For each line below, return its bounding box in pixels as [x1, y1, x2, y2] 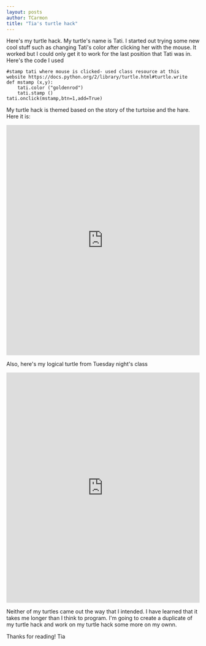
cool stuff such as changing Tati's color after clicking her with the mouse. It [6, 44, 197, 51]
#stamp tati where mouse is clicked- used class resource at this [6, 69, 180, 75]
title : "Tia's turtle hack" [6, 20, 78, 26]
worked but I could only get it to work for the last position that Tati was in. [6, 50, 192, 58]
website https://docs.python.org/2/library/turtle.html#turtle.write [6, 74, 188, 80]
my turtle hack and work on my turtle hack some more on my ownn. [6, 621, 177, 628]
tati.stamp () [17, 90, 53, 96]
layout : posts [6, 9, 43, 15]
